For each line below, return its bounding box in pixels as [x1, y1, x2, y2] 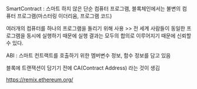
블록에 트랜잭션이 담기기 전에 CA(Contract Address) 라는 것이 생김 [6, 64, 161, 71]
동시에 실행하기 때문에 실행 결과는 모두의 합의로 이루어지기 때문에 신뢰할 [26, 32, 192, 39]
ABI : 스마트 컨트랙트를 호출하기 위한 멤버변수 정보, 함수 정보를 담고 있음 [6, 52, 171, 59]
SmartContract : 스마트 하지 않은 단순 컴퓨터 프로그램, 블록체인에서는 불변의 [6, 5, 181, 12]
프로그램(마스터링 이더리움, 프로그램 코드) [16, 12, 112, 19]
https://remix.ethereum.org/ [6, 76, 74, 83]
